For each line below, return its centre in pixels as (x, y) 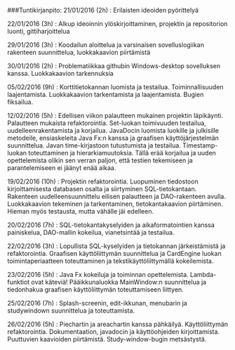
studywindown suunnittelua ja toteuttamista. (71, 311)
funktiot (19, 282)
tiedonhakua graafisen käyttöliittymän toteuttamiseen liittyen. (95, 290)
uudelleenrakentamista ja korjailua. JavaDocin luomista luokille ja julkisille (113, 130)
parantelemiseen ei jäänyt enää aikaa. (62, 168)
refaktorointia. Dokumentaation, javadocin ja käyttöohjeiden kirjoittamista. (113, 332)
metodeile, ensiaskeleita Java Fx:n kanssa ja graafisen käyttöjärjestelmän (113, 138)
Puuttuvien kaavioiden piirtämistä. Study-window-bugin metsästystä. (107, 339)
